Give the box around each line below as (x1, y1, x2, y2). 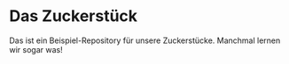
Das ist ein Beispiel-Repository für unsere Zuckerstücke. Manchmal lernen (9, 35, 281, 46)
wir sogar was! (9, 44, 64, 54)
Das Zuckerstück (9, 6, 138, 26)
